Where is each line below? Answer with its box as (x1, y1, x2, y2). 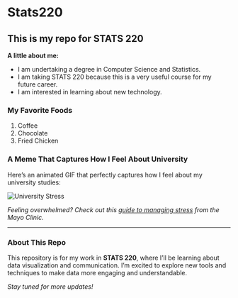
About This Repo (7, 237, 66, 247)
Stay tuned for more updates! (7, 282, 93, 291)
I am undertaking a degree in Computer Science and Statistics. (17, 65, 201, 73)
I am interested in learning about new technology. (17, 88, 163, 96)
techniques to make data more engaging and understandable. (7, 268, 188, 277)
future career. (17, 80, 58, 89)
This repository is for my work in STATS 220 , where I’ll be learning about (7, 253, 220, 262)
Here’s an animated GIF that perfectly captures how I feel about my (7, 170, 203, 179)
